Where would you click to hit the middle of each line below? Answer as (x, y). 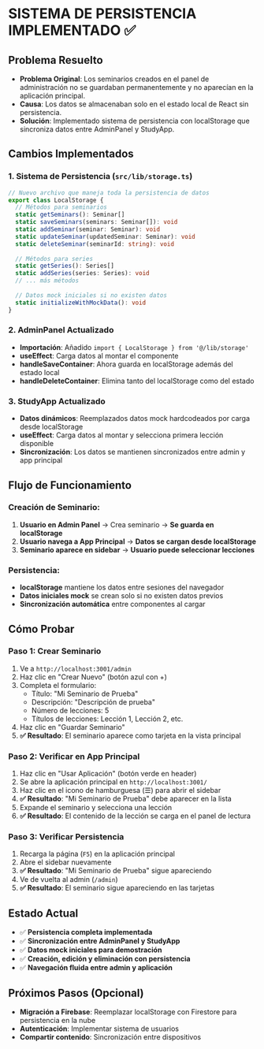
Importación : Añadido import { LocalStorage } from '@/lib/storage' (134, 347)
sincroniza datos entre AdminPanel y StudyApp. (97, 129)
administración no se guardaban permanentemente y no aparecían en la (136, 87)
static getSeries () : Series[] (65, 266)
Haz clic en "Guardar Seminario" (73, 727)
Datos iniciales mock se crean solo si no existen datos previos (121, 596)
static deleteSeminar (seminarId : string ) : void (95, 244)
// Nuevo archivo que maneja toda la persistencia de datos (109, 193)
